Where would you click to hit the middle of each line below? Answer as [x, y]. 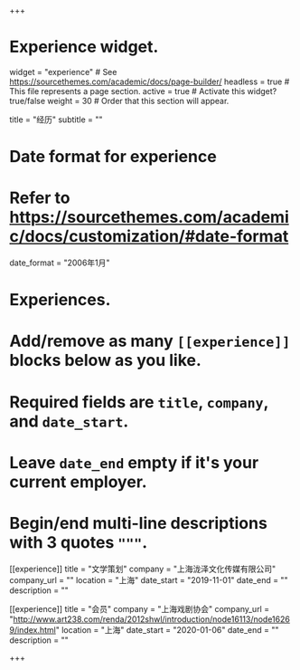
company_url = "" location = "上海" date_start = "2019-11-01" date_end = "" [149, 579]
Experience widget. [84, 47]
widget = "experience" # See [63, 72]
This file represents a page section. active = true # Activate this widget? [143, 91]
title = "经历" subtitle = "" [56, 120]
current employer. [78, 482]
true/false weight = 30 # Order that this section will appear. [119, 100]
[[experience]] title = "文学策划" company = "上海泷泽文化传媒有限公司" [143, 569]
